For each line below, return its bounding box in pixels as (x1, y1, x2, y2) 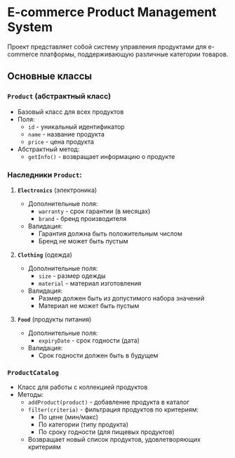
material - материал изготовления (38, 279, 142, 287)
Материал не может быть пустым (38, 301, 140, 310)
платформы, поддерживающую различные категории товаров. (39, 50, 229, 58)
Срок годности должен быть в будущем (38, 351, 159, 360)
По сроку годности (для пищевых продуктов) (38, 428, 175, 436)
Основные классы (7, 70, 93, 82)
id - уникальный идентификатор (27, 122, 125, 131)
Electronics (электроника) (17, 186, 98, 194)
